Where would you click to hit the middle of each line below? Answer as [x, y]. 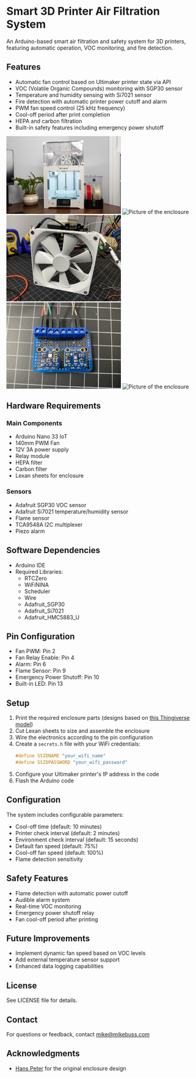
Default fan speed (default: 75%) [56, 846]
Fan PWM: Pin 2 [35, 651]
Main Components [34, 423]
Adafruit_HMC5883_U [52, 617]
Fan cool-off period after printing [56, 919]
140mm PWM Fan [37, 443]
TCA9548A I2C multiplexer [49, 524]
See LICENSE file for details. [42, 1000]
